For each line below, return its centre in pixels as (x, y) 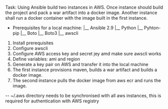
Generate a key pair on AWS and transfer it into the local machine (80, 64)
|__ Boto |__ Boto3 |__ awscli (49, 33)
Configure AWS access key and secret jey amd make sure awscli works (87, 53)
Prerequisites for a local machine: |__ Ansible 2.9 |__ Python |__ (78, 28)
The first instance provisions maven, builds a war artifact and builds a (85, 70)
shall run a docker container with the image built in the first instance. (76, 18)
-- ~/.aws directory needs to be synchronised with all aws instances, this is (83, 96)
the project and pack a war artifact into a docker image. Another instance (81, 13)
